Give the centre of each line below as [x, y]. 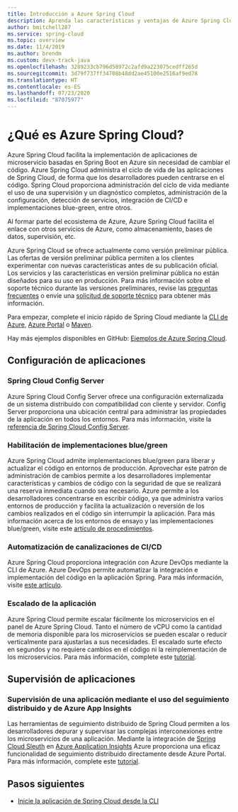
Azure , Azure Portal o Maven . [50, 324]
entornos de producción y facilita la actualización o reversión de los [106, 506]
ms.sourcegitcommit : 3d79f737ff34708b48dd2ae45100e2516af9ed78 [103, 73]
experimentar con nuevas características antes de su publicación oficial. [113, 265]
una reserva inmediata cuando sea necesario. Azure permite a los [103, 491]
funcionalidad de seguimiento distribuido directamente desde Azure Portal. [117, 754]
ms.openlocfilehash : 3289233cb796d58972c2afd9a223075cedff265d [103, 67]
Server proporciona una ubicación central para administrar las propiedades [117, 411]
